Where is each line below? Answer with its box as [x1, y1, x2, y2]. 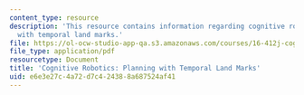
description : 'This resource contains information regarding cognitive [9, 22, 285, 31]
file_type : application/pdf [9, 47, 116, 56]
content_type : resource [9, 13, 100, 23]
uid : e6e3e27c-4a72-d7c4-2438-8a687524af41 [9, 72, 176, 81]
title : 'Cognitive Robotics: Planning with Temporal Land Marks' [9, 64, 261, 73]
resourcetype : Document [9, 55, 100, 64]
